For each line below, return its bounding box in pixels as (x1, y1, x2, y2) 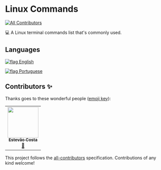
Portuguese (19, 68, 43, 74)
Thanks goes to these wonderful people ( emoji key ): (5, 95, 111, 101)
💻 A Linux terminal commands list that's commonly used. (5, 29, 122, 35)
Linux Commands (5, 3, 79, 15)
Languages (5, 46, 40, 54)
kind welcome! (5, 160, 35, 166)
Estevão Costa (8, 137, 38, 143)
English (19, 58, 34, 64)
